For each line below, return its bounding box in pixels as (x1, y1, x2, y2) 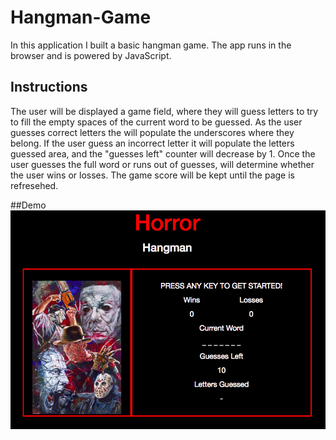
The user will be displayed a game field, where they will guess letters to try (10, 105, 319, 117)
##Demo (10, 199, 47, 211)
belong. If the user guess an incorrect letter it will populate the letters (10, 137, 295, 149)
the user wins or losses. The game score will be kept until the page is (10, 169, 295, 181)
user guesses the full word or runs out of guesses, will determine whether (10, 158, 315, 170)
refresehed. (10, 179, 59, 191)
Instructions (10, 79, 88, 96)
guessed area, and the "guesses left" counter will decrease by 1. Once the (10, 147, 316, 160)
